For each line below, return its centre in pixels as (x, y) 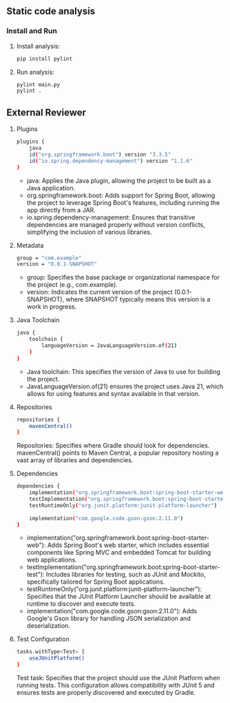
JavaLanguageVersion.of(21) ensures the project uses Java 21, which (125, 386)
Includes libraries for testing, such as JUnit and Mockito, (126, 575)
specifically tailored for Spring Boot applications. (96, 582)
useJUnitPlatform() (57, 658)
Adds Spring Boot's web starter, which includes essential (128, 545)
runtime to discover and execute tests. (81, 604)
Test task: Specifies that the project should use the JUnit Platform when (118, 678)
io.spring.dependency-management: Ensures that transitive (111, 217)
